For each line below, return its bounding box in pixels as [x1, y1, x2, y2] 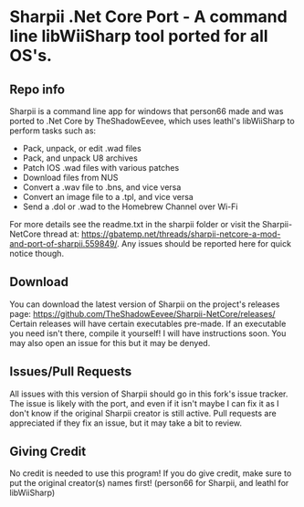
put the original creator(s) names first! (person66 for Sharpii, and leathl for [9, 478, 289, 489]
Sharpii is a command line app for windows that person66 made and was [9, 106, 284, 116]
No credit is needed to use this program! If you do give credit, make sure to [9, 468, 292, 479]
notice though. [9, 248, 65, 259]
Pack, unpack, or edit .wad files [22, 143, 142, 153]
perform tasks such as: [9, 125, 97, 136]
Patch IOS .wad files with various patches [22, 163, 180, 173]
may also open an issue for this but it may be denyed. [9, 337, 211, 348]
